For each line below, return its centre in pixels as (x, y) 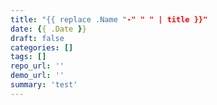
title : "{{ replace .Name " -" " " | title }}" (109, 19)
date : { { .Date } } (48, 29)
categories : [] (42, 47)
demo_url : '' (37, 76)
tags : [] (28, 57)
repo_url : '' (37, 66)
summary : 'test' (44, 85)
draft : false (37, 38)
